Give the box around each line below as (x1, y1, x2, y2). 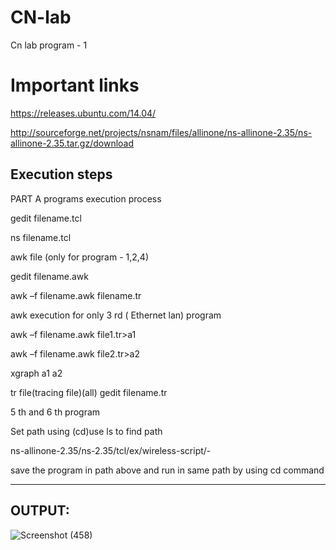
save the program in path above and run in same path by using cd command (10, 464, 325, 476)
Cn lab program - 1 (10, 39, 88, 51)
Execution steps (10, 166, 113, 183)
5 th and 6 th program (10, 406, 101, 418)
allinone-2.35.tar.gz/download (10, 137, 135, 149)
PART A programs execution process (10, 192, 162, 205)
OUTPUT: (10, 502, 70, 520)
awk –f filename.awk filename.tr (10, 289, 142, 301)
